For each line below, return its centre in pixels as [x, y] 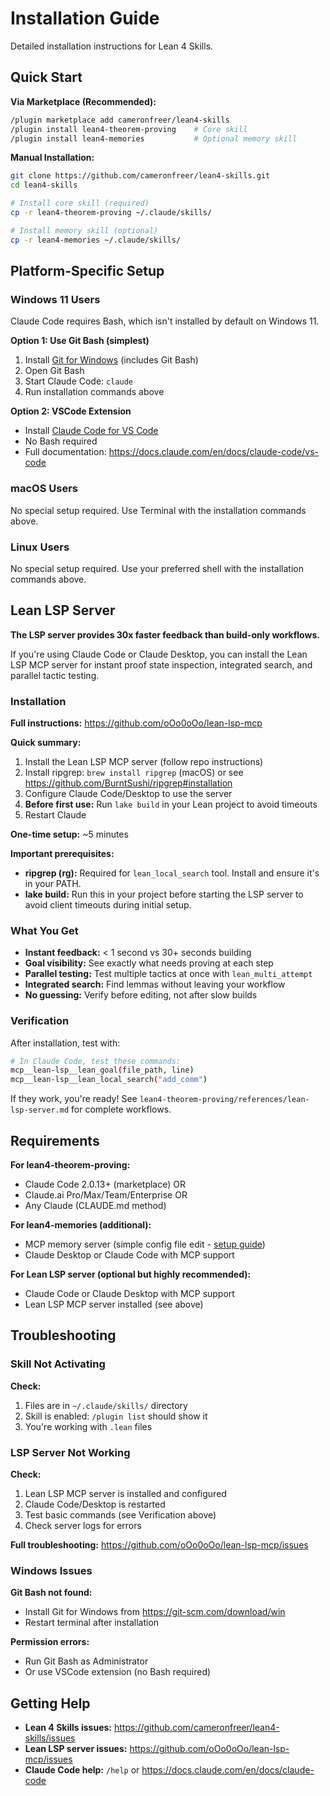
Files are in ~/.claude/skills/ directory [106, 1405]
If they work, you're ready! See [74, 1099]
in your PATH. [53, 884]
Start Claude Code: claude [79, 381]
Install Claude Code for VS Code [91, 431]
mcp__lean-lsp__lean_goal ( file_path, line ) [102, 1070]
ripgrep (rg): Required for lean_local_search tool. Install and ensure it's [172, 873]
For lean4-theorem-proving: [70, 1165]
